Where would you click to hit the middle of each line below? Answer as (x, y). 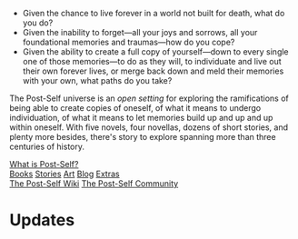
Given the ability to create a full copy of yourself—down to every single (155, 52)
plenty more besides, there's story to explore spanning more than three (143, 137)
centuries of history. (47, 146)
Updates (42, 220)
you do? (38, 23)
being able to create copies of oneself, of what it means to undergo (135, 108)
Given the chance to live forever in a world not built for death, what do (154, 13)
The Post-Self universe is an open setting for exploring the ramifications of (149, 98)
